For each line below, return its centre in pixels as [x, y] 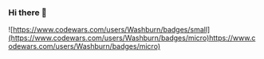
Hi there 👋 [28, 13]
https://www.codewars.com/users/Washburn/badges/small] [112, 30]
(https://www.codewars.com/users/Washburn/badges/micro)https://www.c [132, 38]
